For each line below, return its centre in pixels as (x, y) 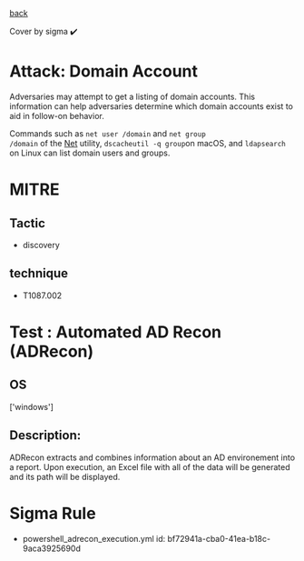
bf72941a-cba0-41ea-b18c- (219, 538)
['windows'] (32, 406)
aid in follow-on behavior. (57, 115)
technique (39, 273)
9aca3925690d (52, 548)
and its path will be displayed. (65, 476)
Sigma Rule (53, 513)
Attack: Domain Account (103, 71)
